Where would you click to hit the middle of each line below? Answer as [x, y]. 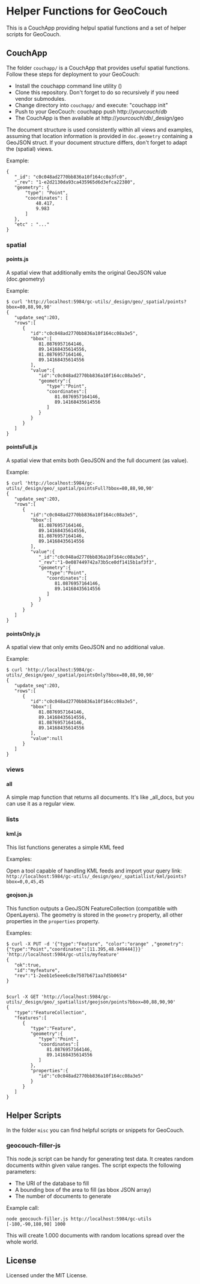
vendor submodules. [40, 98]
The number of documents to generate [63, 1196]
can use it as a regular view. [41, 804]
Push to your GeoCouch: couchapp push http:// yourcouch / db [91, 111]
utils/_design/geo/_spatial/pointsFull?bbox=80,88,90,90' [80, 489]
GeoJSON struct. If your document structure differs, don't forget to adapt [97, 142]
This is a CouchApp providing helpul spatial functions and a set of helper [96, 28]
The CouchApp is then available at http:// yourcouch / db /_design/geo [99, 118]
